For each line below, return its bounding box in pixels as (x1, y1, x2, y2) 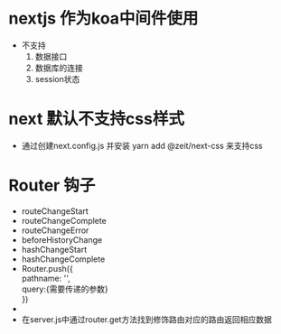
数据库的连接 (34, 62, 83, 73)
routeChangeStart (21, 205, 89, 217)
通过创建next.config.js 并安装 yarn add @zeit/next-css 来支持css (21, 140, 263, 151)
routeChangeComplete (21, 215, 108, 226)
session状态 (34, 73, 80, 84)
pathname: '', (21, 273, 71, 283)
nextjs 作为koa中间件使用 (8, 8, 199, 29)
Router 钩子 (8, 175, 96, 196)
